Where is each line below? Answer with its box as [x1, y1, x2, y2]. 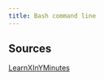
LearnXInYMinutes [8, 63, 71, 73]
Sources [8, 42, 52, 56]
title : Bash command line [8, 11, 96, 20]
